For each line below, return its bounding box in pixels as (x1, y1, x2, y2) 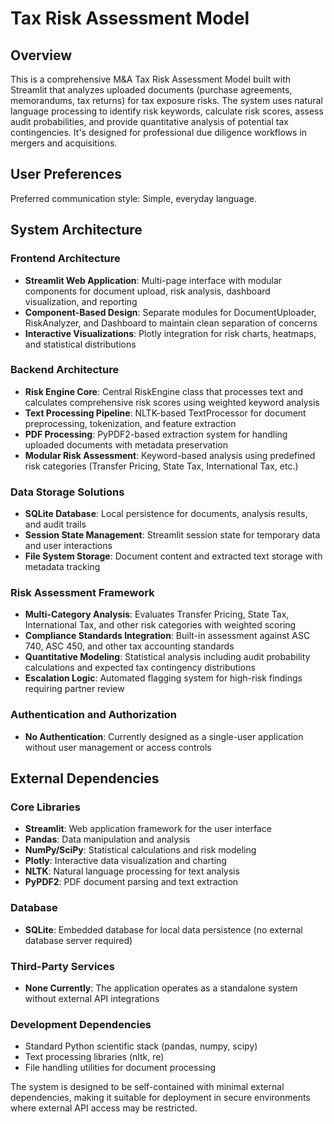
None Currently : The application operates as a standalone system (24, 982, 298, 994)
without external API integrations (24, 992, 160, 1004)
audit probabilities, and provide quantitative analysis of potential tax (10, 116, 289, 127)
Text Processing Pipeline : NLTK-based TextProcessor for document (24, 407, 307, 419)
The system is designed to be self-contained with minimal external (10, 1081, 285, 1093)
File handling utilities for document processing (24, 1062, 217, 1074)
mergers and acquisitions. (10, 137, 118, 149)
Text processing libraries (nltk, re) (24, 1051, 165, 1063)
